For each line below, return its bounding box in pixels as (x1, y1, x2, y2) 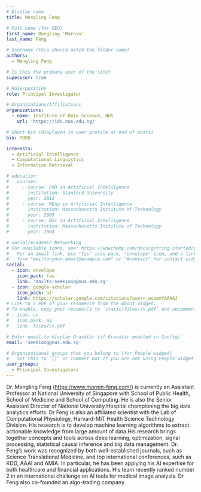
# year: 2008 (6, 229, 55, 235)
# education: (6, 173, 39, 180)
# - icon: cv (6, 312, 39, 318)
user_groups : (6, 362, 39, 368)
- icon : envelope (11, 268, 55, 274)
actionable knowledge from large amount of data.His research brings (6, 427, 176, 435)
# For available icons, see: (6, 245, 79, 251)
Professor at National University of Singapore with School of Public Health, (6, 390, 190, 397)
